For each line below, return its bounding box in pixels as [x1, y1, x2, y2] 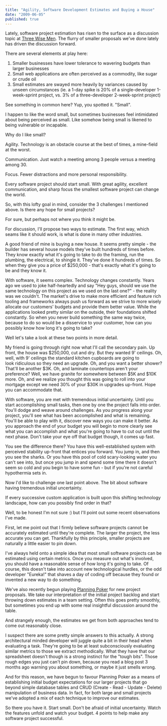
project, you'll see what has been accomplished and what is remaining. [5, 413, 151, 419]
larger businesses [12, 65, 49, 71]
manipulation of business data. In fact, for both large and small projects [5, 690, 152, 696]
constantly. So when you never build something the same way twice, [5, 314, 146, 320]
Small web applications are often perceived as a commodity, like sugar [12, 71, 158, 77]
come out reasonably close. [5, 623, 62, 629]
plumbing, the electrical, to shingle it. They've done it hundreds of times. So [5, 257, 161, 263]
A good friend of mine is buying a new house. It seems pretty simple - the [5, 241, 157, 247]
